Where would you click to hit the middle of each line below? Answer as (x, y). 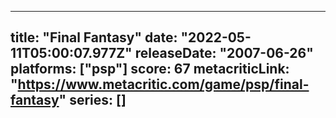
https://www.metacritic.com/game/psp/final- (163, 84)
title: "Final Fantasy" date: (94, 37)
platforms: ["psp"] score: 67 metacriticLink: (150, 69)
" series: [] (92, 100)
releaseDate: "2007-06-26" (224, 53)
